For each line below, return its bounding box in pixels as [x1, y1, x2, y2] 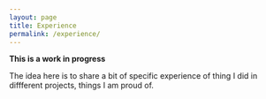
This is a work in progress [9, 54, 106, 65]
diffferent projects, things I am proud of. [9, 80, 155, 91]
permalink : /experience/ [9, 29, 101, 38]
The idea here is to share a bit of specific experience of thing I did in [9, 71, 258, 81]
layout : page [9, 12, 57, 22]
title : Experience [9, 21, 77, 30]
